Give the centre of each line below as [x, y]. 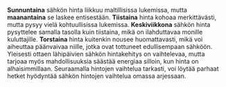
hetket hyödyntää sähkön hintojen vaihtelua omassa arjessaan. [97, 76]
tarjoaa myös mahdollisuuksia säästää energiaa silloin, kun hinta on [103, 61]
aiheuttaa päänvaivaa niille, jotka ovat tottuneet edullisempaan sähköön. [110, 47]
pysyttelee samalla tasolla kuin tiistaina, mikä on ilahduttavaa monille [105, 32]
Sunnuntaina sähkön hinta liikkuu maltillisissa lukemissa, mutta [97, 10]
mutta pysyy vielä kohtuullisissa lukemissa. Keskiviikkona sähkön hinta [109, 25]
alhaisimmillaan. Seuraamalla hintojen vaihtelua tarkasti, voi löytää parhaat [113, 69]
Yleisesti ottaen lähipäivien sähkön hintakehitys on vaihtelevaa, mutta [106, 54]
